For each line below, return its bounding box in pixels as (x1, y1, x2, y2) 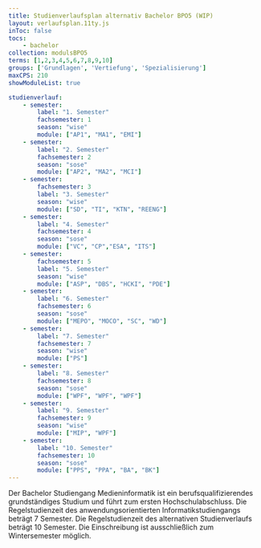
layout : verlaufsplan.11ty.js (8, 19, 110, 27)
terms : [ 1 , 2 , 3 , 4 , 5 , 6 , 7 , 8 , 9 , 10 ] (8, 57, 113, 65)
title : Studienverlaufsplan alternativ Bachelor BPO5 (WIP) (8, 11, 214, 20)
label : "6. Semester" (37, 294, 110, 303)
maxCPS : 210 (8, 71, 48, 79)
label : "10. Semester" (37, 444, 113, 452)
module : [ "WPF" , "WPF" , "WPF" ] (37, 392, 142, 400)
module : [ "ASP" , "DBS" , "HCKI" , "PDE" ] (37, 280, 171, 288)
